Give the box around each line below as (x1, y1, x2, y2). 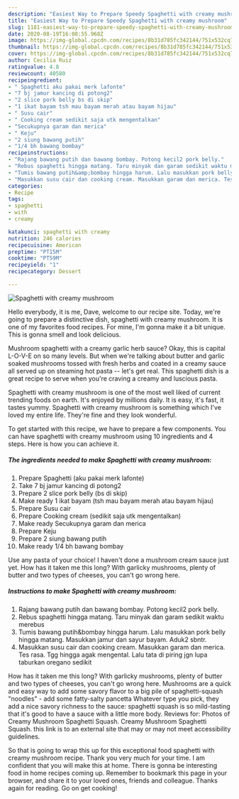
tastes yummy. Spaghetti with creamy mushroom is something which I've (8, 403, 222, 411)
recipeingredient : (8, 76, 62, 84)
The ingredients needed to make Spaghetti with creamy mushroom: (8, 456, 212, 465)
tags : (8, 196, 24, 203)
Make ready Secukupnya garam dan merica (18, 519, 146, 527)
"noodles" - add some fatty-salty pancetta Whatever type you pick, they (8, 694, 219, 703)
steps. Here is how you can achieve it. (8, 439, 119, 448)
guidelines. (8, 732, 40, 741)
